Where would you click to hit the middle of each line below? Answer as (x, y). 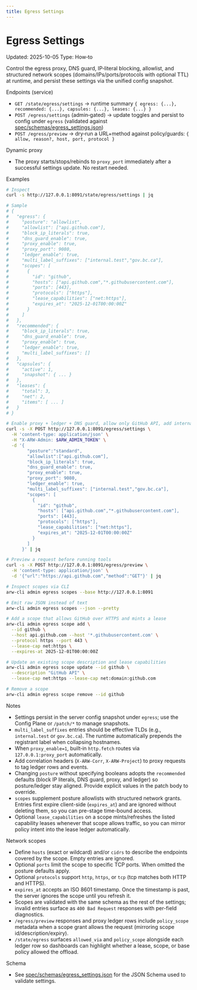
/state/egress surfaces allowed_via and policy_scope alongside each (99, 939)
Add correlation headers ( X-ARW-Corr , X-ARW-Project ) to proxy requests (100, 761)
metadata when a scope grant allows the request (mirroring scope (94, 927)
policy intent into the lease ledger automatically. (72, 829)
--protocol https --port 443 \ (50, 640)
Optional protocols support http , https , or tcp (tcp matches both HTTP (100, 877)
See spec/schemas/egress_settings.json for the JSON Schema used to (100, 974)
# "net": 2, (26, 397)
